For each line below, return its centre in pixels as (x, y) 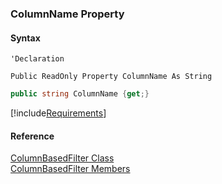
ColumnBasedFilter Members (70, 169)
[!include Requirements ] (58, 113)
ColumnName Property (67, 14)
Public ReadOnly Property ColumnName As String (111, 77)
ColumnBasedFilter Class (62, 158)
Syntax (25, 38)
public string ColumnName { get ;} (80, 94)
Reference (32, 136)
